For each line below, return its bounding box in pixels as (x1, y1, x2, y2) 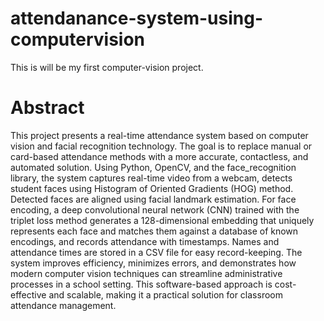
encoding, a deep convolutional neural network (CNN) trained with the (10, 203, 300, 216)
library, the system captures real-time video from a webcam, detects (10, 172, 293, 184)
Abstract (10, 97, 85, 119)
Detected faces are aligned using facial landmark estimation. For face (10, 193, 297, 205)
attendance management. (10, 299, 117, 311)
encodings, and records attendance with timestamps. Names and (10, 235, 280, 247)
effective (10, 288, 47, 301)
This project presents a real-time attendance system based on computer (10, 129, 309, 141)
